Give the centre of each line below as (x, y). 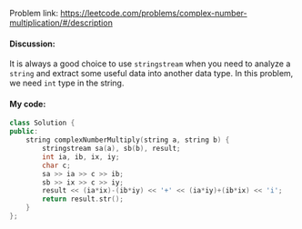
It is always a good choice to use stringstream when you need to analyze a (150, 64)
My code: (28, 104)
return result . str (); (83, 199)
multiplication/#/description (61, 23)
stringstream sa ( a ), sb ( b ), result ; (111, 149)
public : (24, 132)
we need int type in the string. (67, 83)
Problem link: (34, 13)
